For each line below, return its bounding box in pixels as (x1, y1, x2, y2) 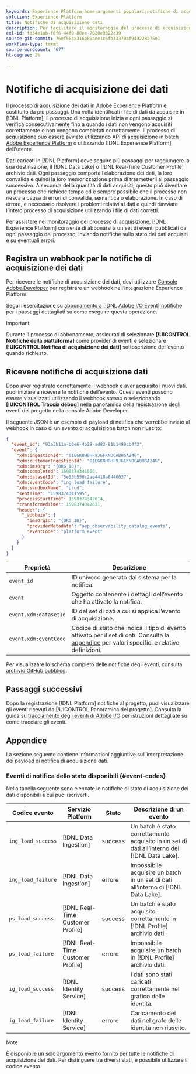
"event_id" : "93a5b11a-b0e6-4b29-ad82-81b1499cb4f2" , (11, 442, 145, 448)
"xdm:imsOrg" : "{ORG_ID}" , (16, 463, 82, 469)
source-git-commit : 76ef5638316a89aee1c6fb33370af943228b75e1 (6, 36, 160, 42)
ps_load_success (9, 915, 54, 922)
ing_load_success (9, 838, 57, 844)
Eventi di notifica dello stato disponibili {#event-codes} (6, 772, 166, 780)
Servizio (67, 805, 92, 813)
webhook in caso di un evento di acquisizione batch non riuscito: (6, 425, 162, 432)
